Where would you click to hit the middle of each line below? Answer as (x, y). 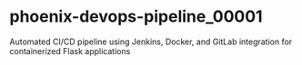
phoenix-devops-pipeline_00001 (136, 17)
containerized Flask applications (70, 51)
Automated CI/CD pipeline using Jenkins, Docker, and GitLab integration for (151, 42)
